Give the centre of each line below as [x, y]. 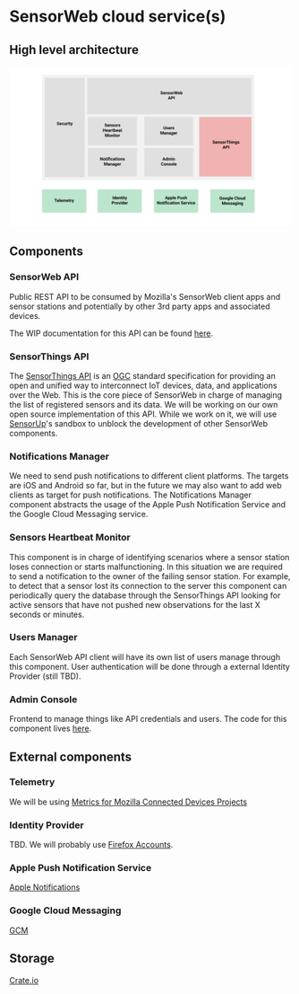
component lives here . [51, 728]
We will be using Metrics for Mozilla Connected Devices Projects [128, 802]
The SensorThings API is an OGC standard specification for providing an [142, 375]
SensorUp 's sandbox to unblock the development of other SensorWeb [139, 423]
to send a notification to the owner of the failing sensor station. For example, [150, 576]
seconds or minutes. [47, 614]
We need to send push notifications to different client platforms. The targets [149, 476]
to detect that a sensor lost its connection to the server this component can [148, 585]
